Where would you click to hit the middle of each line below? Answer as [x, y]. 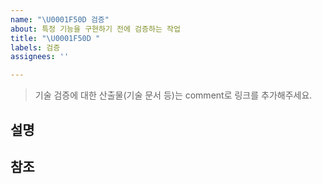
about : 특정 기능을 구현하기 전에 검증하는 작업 [95, 29]
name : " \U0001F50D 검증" [60, 19]
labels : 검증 [35, 47]
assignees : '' [40, 57]
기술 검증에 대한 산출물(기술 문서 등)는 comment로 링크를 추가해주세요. [173, 95]
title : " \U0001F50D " [55, 38]
